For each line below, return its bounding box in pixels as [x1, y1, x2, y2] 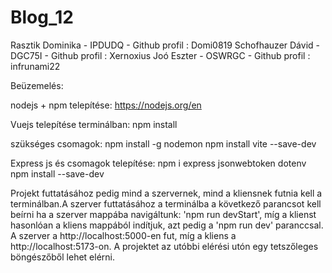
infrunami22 [10, 60, 61, 72]
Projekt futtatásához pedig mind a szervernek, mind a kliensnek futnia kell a [10, 187, 323, 199]
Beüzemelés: [10, 79, 64, 91]
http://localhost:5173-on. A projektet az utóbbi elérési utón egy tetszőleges [10, 240, 319, 252]
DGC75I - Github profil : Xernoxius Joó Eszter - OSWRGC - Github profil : [10, 49, 311, 61]
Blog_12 [10, 6, 74, 29]
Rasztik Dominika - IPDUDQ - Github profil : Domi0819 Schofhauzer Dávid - [10, 39, 320, 51]
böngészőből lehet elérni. [10, 251, 116, 263]
